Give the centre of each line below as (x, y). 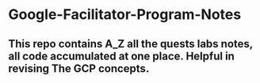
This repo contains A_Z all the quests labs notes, (131, 44)
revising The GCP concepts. (79, 68)
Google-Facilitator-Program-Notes (125, 15)
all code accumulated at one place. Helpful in (122, 56)
